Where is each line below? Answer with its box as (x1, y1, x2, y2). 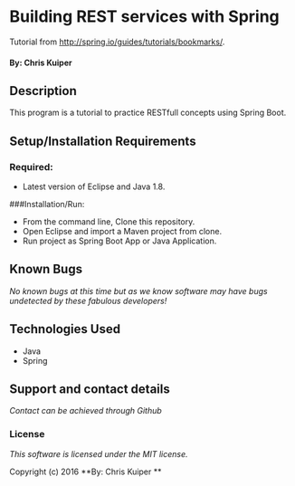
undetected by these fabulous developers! (9, 295, 167, 306)
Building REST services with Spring (9, 6, 281, 27)
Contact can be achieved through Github (9, 405, 163, 416)
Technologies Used (9, 321, 120, 337)
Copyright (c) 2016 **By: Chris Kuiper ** (9, 466, 162, 477)
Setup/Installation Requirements (9, 133, 196, 148)
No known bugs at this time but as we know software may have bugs (9, 285, 269, 296)
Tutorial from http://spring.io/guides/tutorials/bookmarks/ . (9, 36, 225, 47)
